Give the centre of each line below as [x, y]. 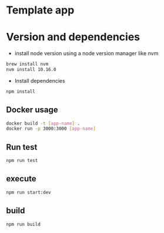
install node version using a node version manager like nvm [86, 53]
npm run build [24, 224]
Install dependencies [40, 80]
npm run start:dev [29, 192]
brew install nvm [27, 64]
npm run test [22, 161]
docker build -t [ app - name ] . [43, 123]
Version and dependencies [73, 37]
